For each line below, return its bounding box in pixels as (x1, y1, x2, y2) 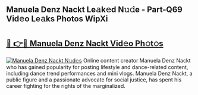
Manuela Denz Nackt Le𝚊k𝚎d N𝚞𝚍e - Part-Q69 (6, 5, 183, 15)
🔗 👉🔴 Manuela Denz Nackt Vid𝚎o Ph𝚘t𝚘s (6, 38, 164, 48)
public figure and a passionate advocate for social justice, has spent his (6, 76, 182, 83)
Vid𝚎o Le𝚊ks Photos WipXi (6, 14, 108, 24)
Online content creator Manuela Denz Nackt (83, 57, 191, 64)
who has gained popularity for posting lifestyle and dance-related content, (6, 64, 188, 70)
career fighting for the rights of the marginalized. (6, 83, 126, 89)
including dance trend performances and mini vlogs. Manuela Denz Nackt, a (6, 70, 193, 77)
